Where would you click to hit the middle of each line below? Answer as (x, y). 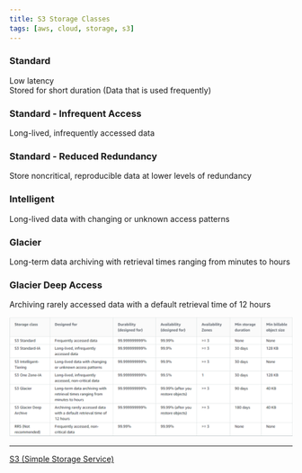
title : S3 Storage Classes (60, 19)
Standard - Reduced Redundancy (83, 156)
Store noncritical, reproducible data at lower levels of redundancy (130, 176)
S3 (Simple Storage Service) (62, 459)
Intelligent (32, 200)
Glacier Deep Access (56, 285)
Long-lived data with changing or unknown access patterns (120, 219)
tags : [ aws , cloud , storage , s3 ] (72, 28)
